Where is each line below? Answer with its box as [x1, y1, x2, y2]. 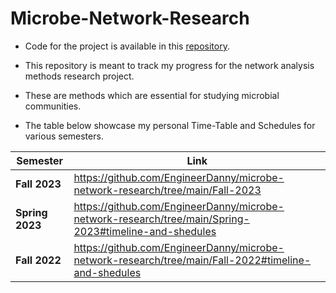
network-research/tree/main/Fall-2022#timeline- [73, 253, 312, 267]
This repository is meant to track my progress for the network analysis [24, 59, 315, 71]
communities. [24, 100, 82, 112]
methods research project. [24, 70, 135, 82]
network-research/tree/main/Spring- [73, 212, 250, 226]
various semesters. [24, 130, 104, 142]
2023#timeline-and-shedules [73, 224, 217, 238]
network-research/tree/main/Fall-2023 [73, 183, 262, 197]
